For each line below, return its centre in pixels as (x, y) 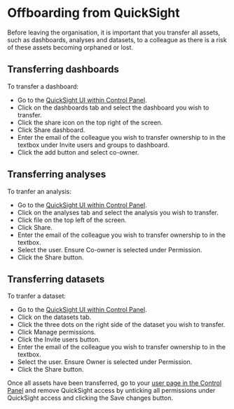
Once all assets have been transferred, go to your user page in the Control (115, 383)
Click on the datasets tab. (54, 317)
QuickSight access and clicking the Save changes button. (90, 398)
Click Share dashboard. (51, 130)
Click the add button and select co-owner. (78, 152)
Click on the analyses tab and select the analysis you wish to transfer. (118, 212)
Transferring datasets (56, 279)
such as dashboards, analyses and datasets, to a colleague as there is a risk (117, 39)
